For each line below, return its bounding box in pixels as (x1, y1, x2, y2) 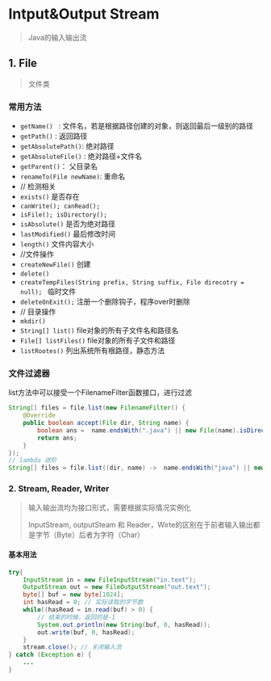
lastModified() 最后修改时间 (19, 229, 115, 239)
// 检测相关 (19, 182, 56, 191)
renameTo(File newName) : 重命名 (19, 171, 126, 182)
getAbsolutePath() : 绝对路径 (19, 141, 115, 151)
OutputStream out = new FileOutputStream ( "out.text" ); (23, 583, 211, 591)
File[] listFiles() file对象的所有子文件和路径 (19, 336, 176, 346)
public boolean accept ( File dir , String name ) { (23, 419, 190, 427)
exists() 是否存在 (19, 191, 81, 202)
